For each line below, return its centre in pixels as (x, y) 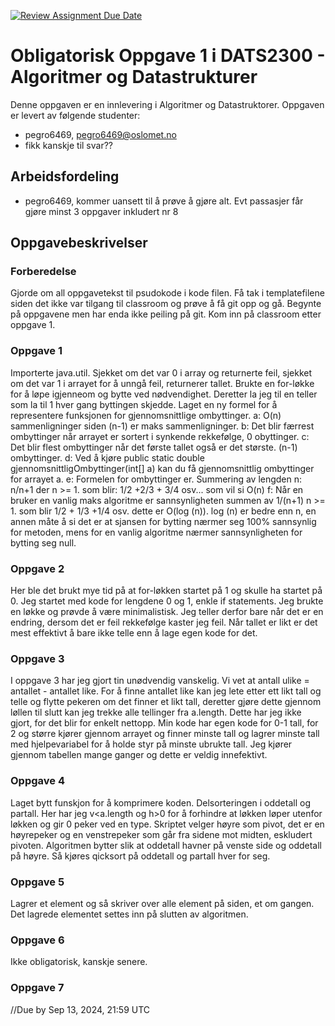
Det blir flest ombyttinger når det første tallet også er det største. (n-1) (154, 447)
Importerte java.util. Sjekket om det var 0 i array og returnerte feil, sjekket (161, 372)
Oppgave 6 (37, 940)
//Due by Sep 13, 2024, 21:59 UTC (80, 1009)
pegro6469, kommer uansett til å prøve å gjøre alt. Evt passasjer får (164, 201)
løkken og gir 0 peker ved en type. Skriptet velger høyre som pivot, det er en (167, 824)
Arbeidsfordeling (65, 176)
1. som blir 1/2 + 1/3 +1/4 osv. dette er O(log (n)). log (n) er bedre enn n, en (163, 511)
